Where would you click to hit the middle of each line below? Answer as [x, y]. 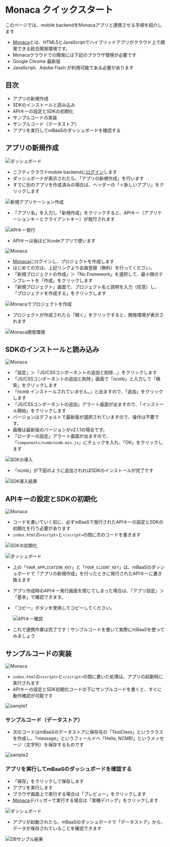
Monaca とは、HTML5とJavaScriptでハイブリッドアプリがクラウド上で [87, 42]
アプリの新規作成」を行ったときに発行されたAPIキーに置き [101, 574]
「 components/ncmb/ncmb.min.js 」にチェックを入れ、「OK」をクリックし [88, 442]
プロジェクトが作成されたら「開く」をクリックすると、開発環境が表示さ [88, 315]
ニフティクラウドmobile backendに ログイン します [65, 172]
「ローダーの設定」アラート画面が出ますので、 [61, 436]
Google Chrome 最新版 [37, 61]
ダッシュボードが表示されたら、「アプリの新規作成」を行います [78, 178]
